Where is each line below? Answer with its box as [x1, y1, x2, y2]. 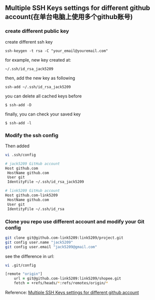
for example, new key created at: [5, 57, 71, 63]
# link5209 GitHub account [5, 188, 60, 193]
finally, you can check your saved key [5, 111, 81, 117]
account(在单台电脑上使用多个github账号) [5, 13, 133, 21]
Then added [5, 143, 30, 149]
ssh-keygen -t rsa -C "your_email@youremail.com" [5, 48, 109, 53]
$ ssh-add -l [5, 120, 32, 125]
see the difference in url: [5, 253, 55, 259]
